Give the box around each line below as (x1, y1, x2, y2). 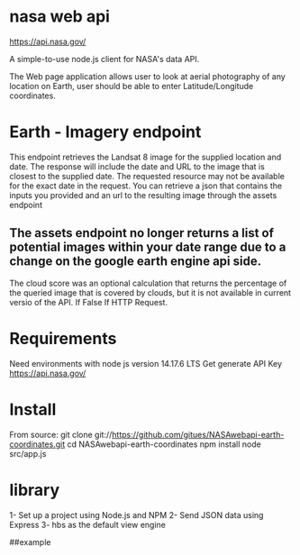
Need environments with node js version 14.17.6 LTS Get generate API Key (9, 358, 282, 368)
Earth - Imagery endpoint (9, 122, 202, 142)
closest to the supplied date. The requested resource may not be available (9, 170, 286, 181)
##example (9, 536, 51, 547)
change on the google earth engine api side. (9, 254, 262, 269)
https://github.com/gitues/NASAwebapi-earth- (112, 429, 285, 440)
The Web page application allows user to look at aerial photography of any (9, 70, 286, 82)
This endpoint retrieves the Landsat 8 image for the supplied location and (9, 151, 282, 162)
